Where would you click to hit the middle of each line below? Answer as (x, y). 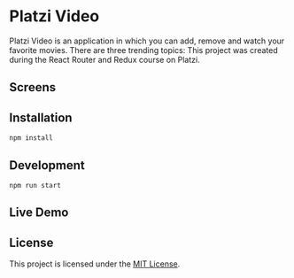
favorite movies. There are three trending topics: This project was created (143, 50)
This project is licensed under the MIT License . (95, 264)
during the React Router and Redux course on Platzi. (105, 59)
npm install (31, 138)
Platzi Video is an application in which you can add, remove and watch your (147, 41)
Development (47, 165)
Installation (41, 117)
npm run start (35, 185)
